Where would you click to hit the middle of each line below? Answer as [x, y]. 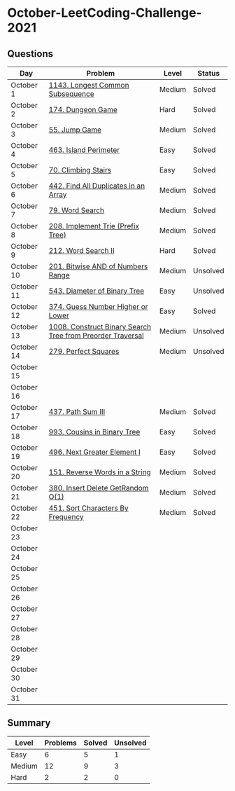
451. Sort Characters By [88, 508]
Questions [30, 54]
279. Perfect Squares [84, 351]
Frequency [66, 517]
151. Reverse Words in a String [100, 472]
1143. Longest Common [89, 85]
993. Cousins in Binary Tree [94, 432]
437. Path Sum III [77, 412]
